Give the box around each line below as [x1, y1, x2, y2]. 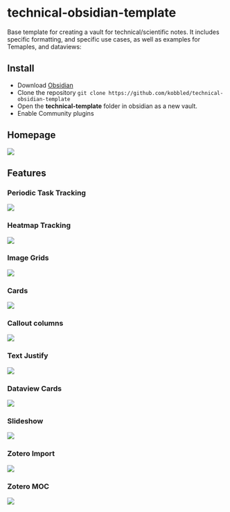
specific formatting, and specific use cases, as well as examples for [7, 35, 201, 43]
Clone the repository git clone [17, 88, 106, 96]
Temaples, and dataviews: [7, 42, 82, 51]
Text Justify [7, 351, 48, 361]
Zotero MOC [7, 482, 50, 491]
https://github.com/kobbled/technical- [108, 89, 224, 96]
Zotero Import [7, 449, 55, 459]
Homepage [7, 130, 56, 141]
